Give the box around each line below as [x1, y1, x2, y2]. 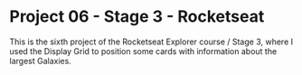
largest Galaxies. [9, 55, 72, 66]
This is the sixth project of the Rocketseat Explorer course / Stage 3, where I [9, 36, 294, 47]
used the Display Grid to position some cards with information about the [9, 45, 278, 56]
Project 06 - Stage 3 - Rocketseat [9, 6, 265, 27]
